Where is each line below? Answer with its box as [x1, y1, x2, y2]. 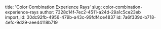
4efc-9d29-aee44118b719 [5, 19, 58, 25]
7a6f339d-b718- [122, 14, 157, 20]
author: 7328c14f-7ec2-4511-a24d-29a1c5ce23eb [40, 9, 141, 15]
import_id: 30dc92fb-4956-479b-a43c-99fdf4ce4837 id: [5, 14, 122, 20]
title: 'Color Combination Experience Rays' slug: [5, 4, 102, 10]
